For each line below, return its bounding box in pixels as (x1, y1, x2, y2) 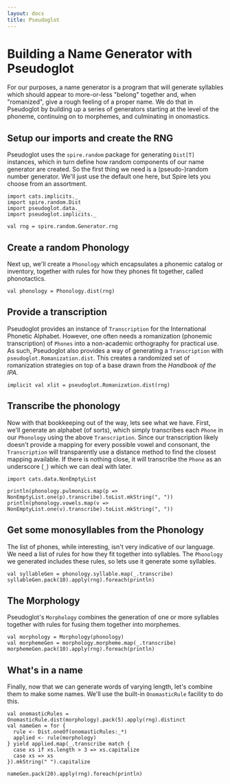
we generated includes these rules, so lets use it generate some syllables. (7, 557, 216, 565)
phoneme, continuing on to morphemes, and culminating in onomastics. (7, 113, 211, 121)
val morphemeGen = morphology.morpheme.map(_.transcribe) (7, 640, 176, 647)
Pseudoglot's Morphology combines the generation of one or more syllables (7, 613, 220, 621)
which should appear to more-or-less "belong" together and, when (7, 91, 196, 99)
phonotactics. (7, 275, 46, 283)
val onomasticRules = (7, 711, 69, 717)
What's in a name (7, 664, 84, 676)
